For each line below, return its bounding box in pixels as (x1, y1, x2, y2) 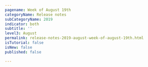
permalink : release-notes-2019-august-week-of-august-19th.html (5, 36, 144, 41)
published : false (5, 49, 42, 54)
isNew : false (5, 45, 33, 50)
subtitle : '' (5, 26, 33, 31)
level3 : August (5, 31, 37, 36)
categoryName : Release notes (5, 12, 67, 17)
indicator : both (5, 21, 39, 27)
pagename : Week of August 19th (5, 7, 71, 13)
